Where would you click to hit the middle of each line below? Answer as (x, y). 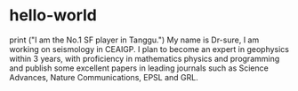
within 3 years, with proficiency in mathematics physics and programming (145, 58)
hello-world (53, 15)
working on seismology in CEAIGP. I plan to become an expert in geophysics (149, 49)
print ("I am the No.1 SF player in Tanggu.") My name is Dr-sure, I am (134, 40)
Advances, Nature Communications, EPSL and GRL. (104, 77)
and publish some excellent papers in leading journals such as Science (139, 68)
